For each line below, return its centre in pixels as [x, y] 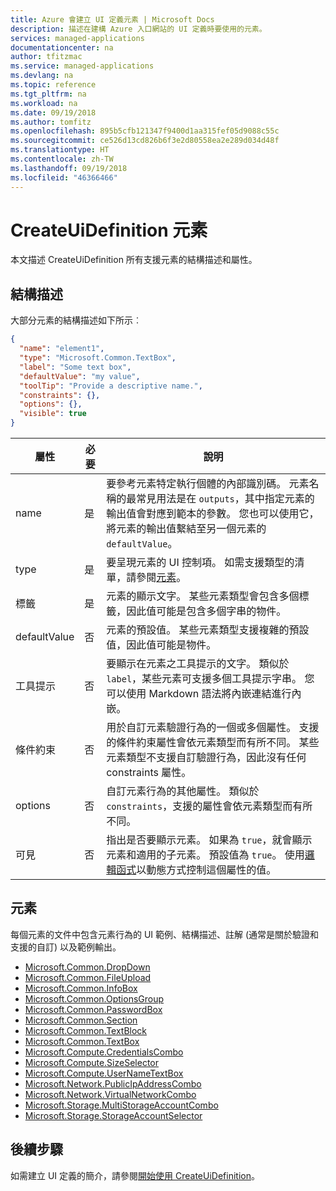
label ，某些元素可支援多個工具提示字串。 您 [210, 678]
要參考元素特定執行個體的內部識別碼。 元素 [208, 483]
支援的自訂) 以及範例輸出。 [66, 947]
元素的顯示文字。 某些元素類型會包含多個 [203, 596]
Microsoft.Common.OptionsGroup [94, 998]
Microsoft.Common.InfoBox [81, 988]
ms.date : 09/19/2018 [53, 112]
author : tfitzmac [46, 57]
